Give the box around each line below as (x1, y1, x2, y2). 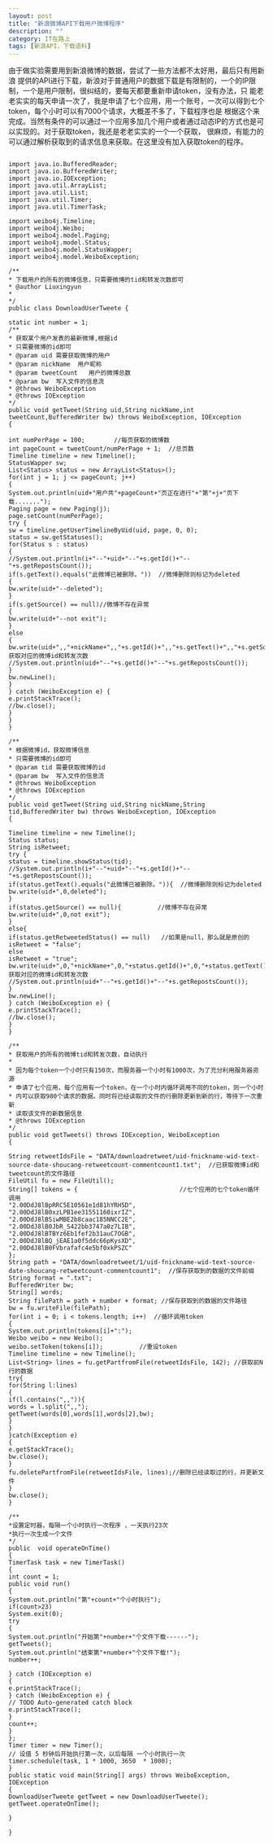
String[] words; (8, 1289, 63, 1297)
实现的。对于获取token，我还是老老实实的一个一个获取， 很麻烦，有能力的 (15, 127, 264, 137)
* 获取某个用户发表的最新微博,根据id (8, 335, 118, 343)
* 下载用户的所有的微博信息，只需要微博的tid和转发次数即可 (8, 276, 184, 284)
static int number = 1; (8, 318, 89, 327)
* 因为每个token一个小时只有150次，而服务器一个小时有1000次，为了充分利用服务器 (8, 1066, 253, 1075)
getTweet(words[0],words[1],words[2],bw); (8, 1410, 154, 1418)
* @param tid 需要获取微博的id (8, 763, 106, 772)
